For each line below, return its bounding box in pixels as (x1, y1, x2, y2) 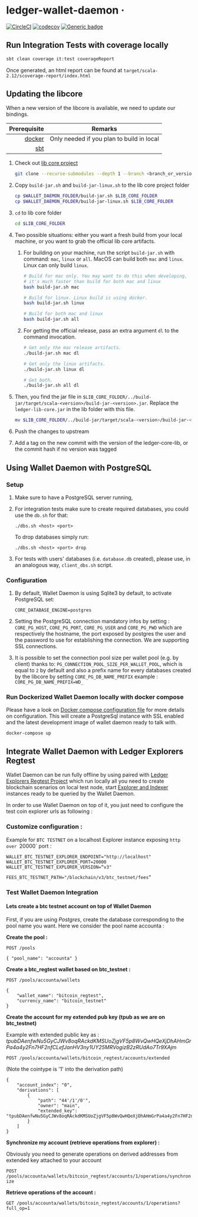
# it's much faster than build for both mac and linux (23, 278, 161, 284)
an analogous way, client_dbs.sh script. (14, 561, 113, 568)
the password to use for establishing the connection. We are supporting (14, 636, 189, 644)
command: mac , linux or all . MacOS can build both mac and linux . (23, 255, 184, 262)
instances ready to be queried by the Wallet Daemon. (6, 790, 136, 798)
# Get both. (23, 377, 53, 383)
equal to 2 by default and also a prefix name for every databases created (14, 667, 192, 674)
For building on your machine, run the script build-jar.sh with (23, 249, 175, 256)
